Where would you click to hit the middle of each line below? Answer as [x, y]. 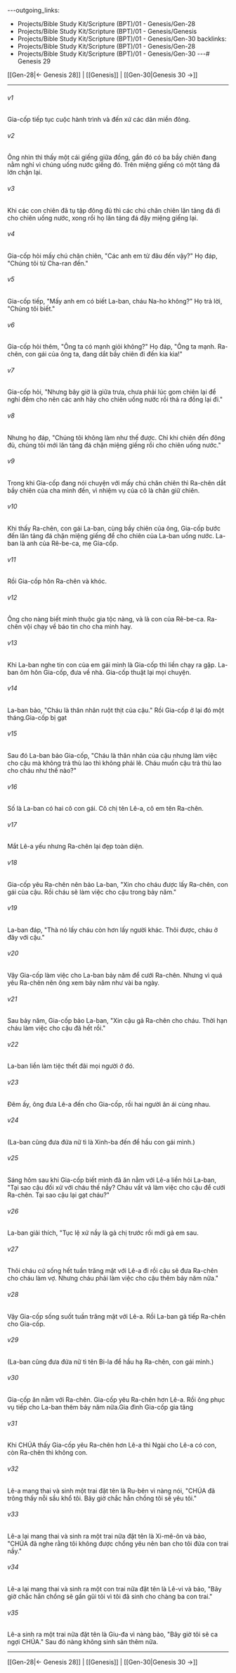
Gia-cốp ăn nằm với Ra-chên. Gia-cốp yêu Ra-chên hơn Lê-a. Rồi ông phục [116, 1400]
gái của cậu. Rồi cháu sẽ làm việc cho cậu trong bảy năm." [92, 892]
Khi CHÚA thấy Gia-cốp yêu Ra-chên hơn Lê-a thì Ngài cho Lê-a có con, [112, 1445]
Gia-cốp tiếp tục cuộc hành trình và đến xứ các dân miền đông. [99, 120]
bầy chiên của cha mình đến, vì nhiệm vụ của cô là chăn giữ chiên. [104, 490]
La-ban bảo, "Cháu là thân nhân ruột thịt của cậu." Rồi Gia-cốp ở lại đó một [116, 710]
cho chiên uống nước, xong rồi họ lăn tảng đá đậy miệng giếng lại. [103, 218]
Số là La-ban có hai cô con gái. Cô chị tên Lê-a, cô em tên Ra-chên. [105, 809]
